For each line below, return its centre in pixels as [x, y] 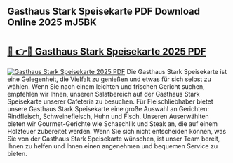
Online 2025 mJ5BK [52, 23]
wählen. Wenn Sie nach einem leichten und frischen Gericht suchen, [106, 86]
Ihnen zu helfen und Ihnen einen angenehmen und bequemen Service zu [113, 146]
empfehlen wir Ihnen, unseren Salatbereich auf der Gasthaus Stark [104, 94]
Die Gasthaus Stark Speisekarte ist [177, 72]
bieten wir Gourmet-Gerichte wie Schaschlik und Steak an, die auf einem [113, 124]
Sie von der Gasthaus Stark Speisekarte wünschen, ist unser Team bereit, [114, 139]
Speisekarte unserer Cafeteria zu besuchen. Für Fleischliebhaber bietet [111, 101]
